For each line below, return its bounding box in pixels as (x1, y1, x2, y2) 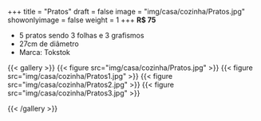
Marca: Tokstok (18, 48, 71, 57)
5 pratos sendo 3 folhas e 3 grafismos (18, 31, 144, 40)
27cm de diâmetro (18, 39, 79, 49)
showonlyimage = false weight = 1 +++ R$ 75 (7, 15, 156, 25)
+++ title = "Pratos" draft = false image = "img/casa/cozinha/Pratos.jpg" (7, 7, 245, 16)
